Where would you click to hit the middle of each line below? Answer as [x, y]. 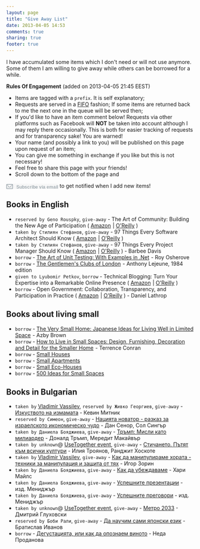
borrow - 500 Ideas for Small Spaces [59, 373]
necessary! [29, 161]
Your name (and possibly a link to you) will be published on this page [99, 142]
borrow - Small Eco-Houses [48, 367]
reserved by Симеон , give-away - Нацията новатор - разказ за [92, 419]
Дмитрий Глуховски [41, 514]
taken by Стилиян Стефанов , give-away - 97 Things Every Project [94, 244]
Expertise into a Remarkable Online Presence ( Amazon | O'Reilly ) [96, 283]
